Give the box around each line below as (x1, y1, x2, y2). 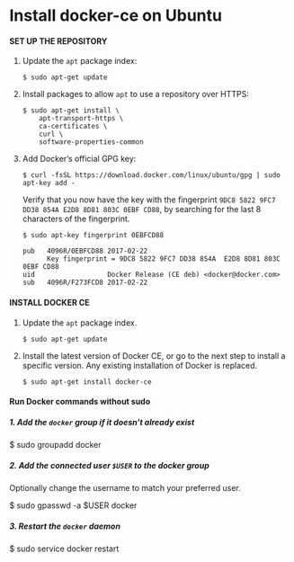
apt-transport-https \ (39, 114, 124, 123)
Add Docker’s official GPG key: (22, 154, 137, 165)
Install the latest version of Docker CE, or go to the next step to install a (22, 350, 286, 361)
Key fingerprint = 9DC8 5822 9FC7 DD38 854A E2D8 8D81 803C (46, 254, 281, 263)
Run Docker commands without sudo (9, 397, 151, 407)
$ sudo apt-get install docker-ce (22, 377, 152, 387)
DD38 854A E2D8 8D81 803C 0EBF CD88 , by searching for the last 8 (22, 204, 262, 215)
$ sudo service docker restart (9, 543, 120, 554)
